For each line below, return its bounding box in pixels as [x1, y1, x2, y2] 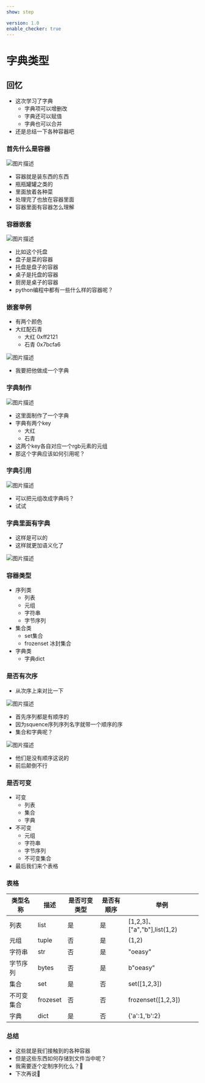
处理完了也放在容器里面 [15, 195, 74, 203]
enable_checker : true [6, 26, 62, 32]
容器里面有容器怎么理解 [15, 203, 74, 211]
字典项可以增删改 [24, 105, 68, 112]
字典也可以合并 [24, 120, 62, 128]
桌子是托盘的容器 [15, 271, 59, 278]
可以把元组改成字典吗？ [15, 494, 74, 501]
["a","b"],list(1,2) [128, 925, 178, 934]
